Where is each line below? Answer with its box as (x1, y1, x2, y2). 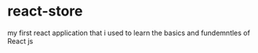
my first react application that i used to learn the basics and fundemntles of (7, 28, 250, 37)
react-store (7, 2, 83, 20)
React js (7, 36, 34, 45)
